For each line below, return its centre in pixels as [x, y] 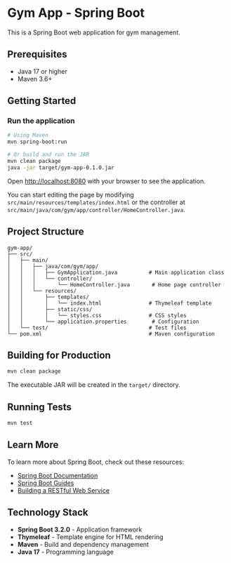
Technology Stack [48, 513]
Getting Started [42, 101]
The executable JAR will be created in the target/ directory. [94, 385]
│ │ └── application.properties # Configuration [103, 322]
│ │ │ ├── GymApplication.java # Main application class [116, 272]
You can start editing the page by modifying [71, 194]
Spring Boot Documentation [58, 475]
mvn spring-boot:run [38, 142]
